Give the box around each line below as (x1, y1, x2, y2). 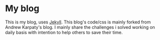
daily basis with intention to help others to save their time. (5, 29, 123, 35)
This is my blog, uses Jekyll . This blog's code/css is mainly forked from (5, 19, 151, 25)
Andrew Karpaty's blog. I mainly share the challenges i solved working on (5, 24, 155, 30)
